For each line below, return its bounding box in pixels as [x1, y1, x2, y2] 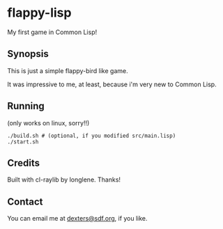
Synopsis [7, 48, 49, 60]
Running [7, 100, 45, 112]
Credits [7, 157, 40, 168]
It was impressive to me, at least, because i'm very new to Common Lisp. [7, 80, 217, 88]
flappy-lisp [7, 5, 72, 21]
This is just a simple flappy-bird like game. [7, 66, 128, 74]
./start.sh [7, 138, 39, 145]
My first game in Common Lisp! [7, 28, 98, 36]
